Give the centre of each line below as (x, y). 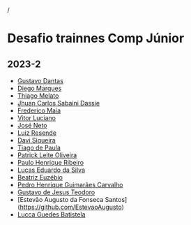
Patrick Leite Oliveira (47, 155)
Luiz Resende (37, 133)
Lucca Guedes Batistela (51, 215)
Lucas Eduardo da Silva (51, 170)
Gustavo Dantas (40, 81)
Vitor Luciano (37, 118)
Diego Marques (39, 88)
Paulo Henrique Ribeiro (51, 162)
